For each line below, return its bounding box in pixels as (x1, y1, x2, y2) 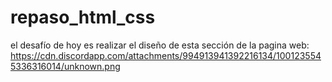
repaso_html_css (10, 6, 156, 29)
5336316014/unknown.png (10, 60, 121, 72)
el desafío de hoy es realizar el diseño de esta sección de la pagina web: (10, 39, 310, 51)
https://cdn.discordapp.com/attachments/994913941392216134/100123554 (10, 49, 322, 61)
